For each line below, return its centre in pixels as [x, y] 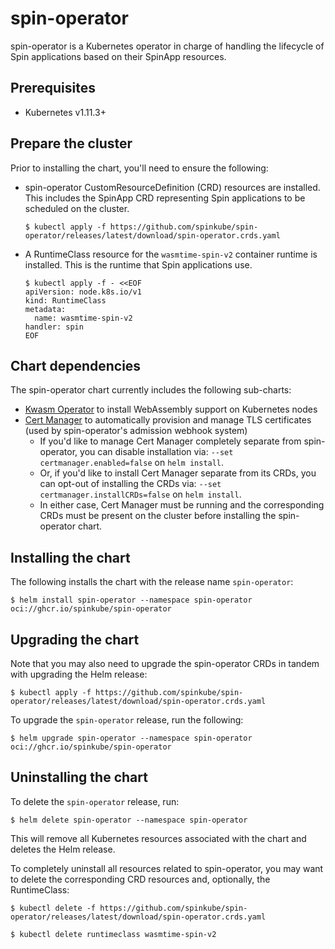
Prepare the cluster [71, 143]
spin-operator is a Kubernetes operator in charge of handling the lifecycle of [167, 46]
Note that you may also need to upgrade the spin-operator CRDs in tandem [165, 663]
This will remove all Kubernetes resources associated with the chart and [158, 838]
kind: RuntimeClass [65, 300]
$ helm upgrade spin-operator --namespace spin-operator [131, 738]
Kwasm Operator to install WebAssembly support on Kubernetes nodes [171, 409]
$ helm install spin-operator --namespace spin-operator [131, 600]
